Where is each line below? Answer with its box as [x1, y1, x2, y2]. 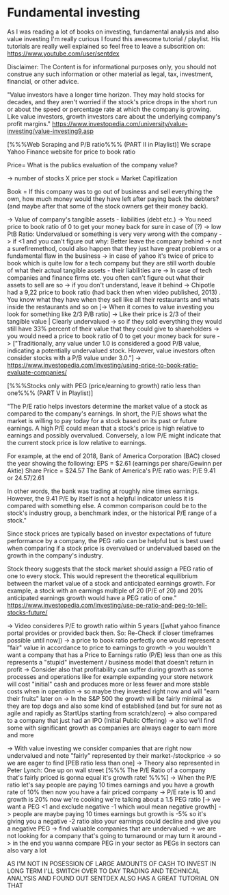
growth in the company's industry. [7, 551, 104, 560]
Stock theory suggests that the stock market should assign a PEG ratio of [7, 564, 213, 573]
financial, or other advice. [7, 77, 79, 85]
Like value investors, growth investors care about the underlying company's [7, 112, 221, 121]
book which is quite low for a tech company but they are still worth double [7, 259, 216, 267]
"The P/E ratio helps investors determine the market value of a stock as [7, 402, 208, 410]
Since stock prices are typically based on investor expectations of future [7, 529, 212, 538]
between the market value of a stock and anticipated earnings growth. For [7, 579, 216, 587]
